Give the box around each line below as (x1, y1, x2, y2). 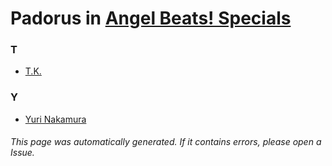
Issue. (10, 147, 35, 159)
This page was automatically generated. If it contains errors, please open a (10, 136, 322, 148)
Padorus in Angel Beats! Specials (10, 7, 292, 30)
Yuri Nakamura (24, 113, 87, 125)
